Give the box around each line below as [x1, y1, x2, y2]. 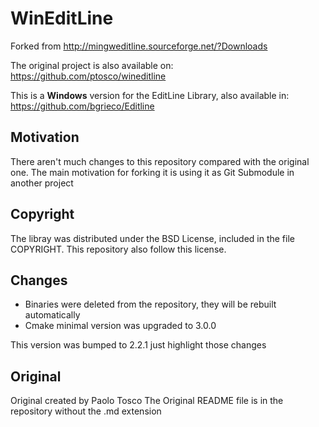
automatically [24, 309, 81, 321]
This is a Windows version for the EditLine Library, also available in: [10, 89, 290, 101]
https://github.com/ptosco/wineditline [10, 70, 167, 82]
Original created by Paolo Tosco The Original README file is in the [10, 395, 284, 407]
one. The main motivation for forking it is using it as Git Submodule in [10, 166, 295, 178]
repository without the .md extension [10, 405, 162, 417]
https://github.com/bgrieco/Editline [10, 100, 155, 112]
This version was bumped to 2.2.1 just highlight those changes [10, 339, 267, 351]
